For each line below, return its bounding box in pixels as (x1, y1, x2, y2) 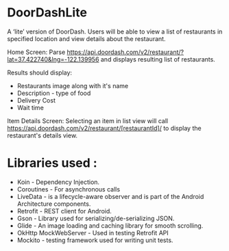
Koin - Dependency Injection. (16, 178, 100, 186)
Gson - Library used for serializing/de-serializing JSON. (16, 214, 175, 222)
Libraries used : (7, 155, 97, 171)
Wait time (16, 103, 45, 111)
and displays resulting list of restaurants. (100, 55, 216, 63)
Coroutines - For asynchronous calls (16, 185, 121, 193)
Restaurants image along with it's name (16, 81, 129, 90)
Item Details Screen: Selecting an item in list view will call (7, 116, 169, 124)
